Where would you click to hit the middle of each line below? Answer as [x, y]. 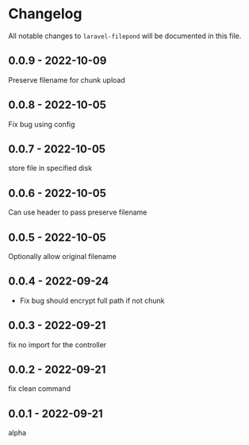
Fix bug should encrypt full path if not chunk [92, 300]
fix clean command [40, 389]
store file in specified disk [50, 168]
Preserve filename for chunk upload [67, 79]
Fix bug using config [42, 124]
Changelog [45, 14]
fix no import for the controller [57, 344]
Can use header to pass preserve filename [78, 212]
